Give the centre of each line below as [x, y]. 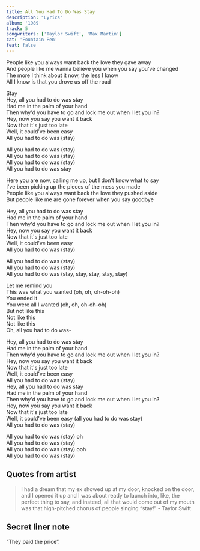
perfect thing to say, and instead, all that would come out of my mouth [108, 502]
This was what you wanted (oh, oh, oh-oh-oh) [63, 291]
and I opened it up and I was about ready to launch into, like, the [100, 495]
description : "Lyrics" [35, 17]
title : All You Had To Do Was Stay [51, 12]
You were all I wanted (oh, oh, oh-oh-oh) [56, 305]
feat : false [21, 46]
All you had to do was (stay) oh [44, 436]
